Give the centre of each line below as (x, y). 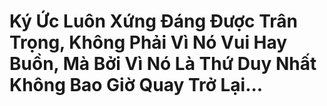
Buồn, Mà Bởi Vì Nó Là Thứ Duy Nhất (163, 64)
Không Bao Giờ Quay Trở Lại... (136, 85)
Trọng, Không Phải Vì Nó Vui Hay (148, 42)
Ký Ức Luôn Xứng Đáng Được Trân (154, 21)
